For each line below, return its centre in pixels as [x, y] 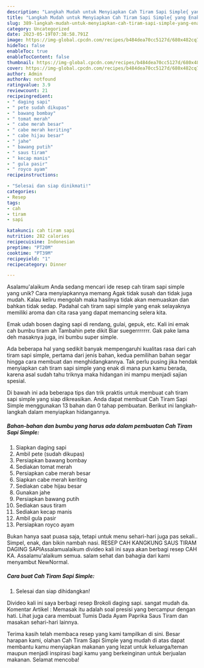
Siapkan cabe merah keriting [51, 480]
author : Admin [25, 74]
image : [15, 40]
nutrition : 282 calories [38, 237]
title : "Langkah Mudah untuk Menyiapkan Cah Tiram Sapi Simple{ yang [97, 18]
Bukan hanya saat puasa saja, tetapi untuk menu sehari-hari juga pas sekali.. [102, 537]
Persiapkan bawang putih [47, 499]
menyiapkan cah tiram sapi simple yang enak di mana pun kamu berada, [97, 368]
